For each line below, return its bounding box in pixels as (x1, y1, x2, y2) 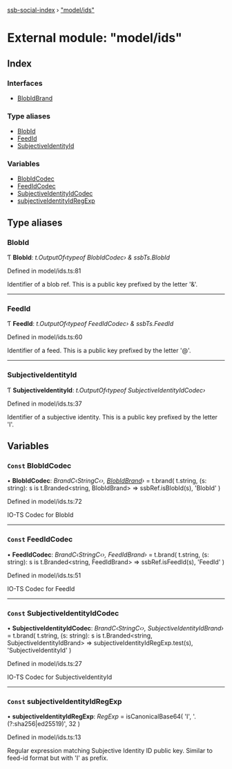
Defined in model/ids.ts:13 (7, 733, 81, 741)
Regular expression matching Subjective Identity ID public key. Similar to (7, 747, 213, 755)
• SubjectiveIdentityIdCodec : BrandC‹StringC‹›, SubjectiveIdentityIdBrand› (7, 624, 224, 633)
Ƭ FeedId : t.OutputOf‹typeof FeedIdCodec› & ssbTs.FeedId (7, 320, 174, 328)
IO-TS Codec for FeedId (7, 584, 75, 592)
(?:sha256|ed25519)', (7, 720, 68, 728)
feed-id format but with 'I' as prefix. (7, 754, 108, 762)
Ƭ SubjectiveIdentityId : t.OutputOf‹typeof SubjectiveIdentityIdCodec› (7, 386, 206, 394)
